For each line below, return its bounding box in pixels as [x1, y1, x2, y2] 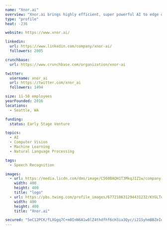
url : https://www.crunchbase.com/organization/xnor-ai [9, 62, 126, 67]
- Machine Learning [9, 144, 50, 149]
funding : [5, 116, 23, 122]
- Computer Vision [9, 140, 48, 145]
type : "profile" [5, 16, 39, 21]
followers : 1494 [9, 85, 43, 90]
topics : [5, 130, 21, 135]
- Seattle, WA [9, 108, 39, 113]
